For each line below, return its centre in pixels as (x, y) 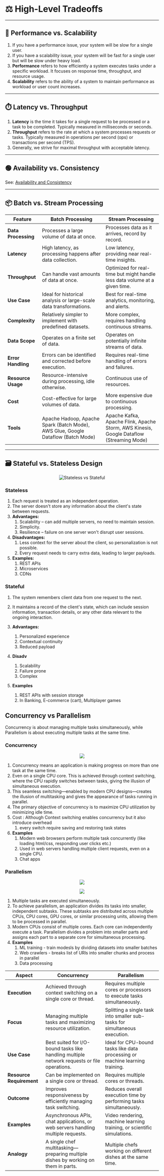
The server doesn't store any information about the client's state (77, 506)
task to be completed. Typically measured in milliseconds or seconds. (82, 126)
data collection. (60, 260)
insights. (127, 260)
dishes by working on (70, 1160)
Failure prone (33, 671)
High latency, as (61, 248)
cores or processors (128, 990)
